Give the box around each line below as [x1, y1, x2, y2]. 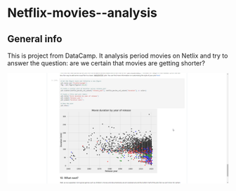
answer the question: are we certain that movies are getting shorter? [7, 59, 206, 67]
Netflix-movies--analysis [7, 5, 158, 21]
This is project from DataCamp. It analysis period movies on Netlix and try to [7, 51, 228, 60]
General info [7, 33, 63, 45]
